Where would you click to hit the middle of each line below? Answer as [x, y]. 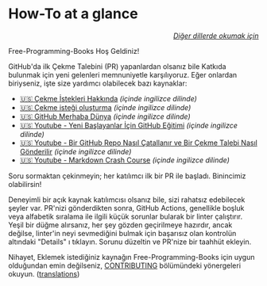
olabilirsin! [25, 184]
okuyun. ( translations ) [44, 273]
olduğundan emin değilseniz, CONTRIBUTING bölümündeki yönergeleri [124, 265]
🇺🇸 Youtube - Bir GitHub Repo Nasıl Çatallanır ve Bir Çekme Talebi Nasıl [139, 143]
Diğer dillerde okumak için [216, 36]
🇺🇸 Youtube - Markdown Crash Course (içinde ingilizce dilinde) [125, 160]
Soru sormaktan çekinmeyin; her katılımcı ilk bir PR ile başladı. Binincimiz [127, 176]
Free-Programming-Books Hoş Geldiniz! [74, 51]
